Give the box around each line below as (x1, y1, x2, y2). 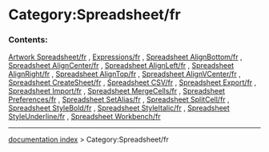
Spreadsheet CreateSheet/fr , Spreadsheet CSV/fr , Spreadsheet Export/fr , (8, 78, 257, 87)
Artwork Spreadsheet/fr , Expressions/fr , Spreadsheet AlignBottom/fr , (8, 52, 243, 62)
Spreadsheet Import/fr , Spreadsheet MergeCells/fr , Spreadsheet (8, 86, 226, 96)
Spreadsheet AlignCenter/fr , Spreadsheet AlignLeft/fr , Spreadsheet (8, 61, 235, 70)
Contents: (8, 34, 48, 46)
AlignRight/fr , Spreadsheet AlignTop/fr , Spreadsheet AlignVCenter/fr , (8, 70, 242, 79)
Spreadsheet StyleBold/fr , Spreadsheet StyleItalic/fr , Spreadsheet (8, 103, 230, 113)
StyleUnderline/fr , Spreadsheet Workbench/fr (8, 112, 162, 122)
